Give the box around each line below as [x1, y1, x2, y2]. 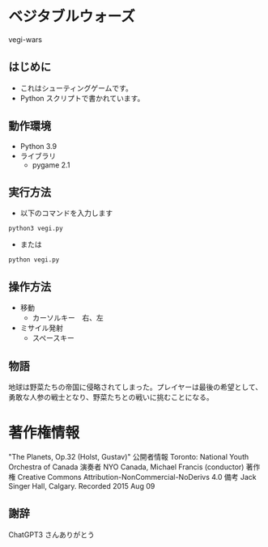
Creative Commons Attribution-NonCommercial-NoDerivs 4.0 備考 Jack [17, 472, 257, 481]
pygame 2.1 [32, 159, 70, 170]
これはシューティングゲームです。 [19, 83, 134, 93]
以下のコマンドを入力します [19, 208, 113, 218]
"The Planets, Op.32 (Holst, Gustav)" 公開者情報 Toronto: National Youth [8, 452, 249, 461]
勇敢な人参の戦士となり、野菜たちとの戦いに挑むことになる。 [8, 392, 214, 401]
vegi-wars [8, 34, 43, 45]
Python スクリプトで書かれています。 [19, 93, 145, 103]
